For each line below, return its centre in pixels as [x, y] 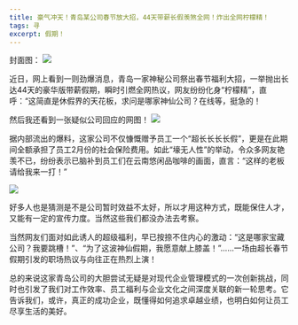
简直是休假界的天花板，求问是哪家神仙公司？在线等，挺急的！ [149, 101]
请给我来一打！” [39, 172]
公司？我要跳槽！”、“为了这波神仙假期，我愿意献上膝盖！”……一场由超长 [141, 248]
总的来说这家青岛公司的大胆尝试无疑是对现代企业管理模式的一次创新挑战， [145, 278]
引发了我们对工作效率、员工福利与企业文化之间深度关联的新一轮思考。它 [157, 290]
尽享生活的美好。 [40, 312]
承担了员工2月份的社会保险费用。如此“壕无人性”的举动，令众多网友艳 [159, 150]
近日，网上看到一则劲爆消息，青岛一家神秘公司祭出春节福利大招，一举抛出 [145, 79]
